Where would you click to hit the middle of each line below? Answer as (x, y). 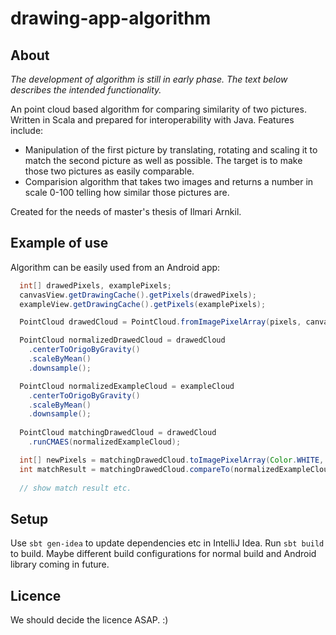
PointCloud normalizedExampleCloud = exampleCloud (127, 386)
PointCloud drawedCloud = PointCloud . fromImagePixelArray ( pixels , (160, 322)
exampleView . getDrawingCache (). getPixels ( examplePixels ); (143, 304)
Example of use (59, 243)
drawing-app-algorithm (111, 18)
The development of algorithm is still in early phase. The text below (149, 79)
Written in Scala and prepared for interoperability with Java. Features (152, 120)
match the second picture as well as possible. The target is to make (163, 160)
